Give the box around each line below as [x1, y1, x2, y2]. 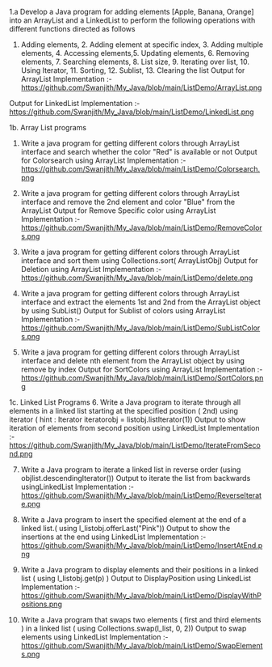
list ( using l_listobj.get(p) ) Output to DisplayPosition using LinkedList [20, 574, 252, 583]
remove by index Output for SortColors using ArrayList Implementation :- [20, 364, 263, 374]
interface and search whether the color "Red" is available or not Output [20, 147, 257, 156]
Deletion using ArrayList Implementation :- [20, 265, 162, 274]
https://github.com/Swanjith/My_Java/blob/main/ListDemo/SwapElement [20, 641, 263, 650]
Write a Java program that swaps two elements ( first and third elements [20, 615, 262, 624]
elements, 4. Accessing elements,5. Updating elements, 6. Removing [20, 49, 249, 57]
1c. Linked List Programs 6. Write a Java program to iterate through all [9, 397, 241, 407]
